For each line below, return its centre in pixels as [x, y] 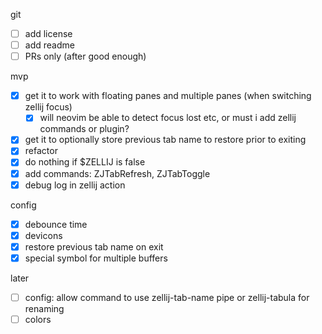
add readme [49, 45]
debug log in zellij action [75, 185]
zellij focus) [48, 107]
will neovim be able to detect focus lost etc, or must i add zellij [168, 118]
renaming [44, 308]
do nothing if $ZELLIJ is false [85, 162]
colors [38, 319]
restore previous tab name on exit [94, 246]
